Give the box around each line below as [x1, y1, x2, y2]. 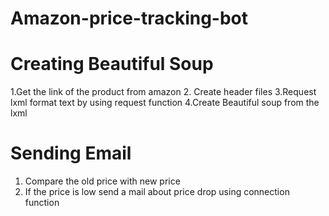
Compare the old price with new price [24, 175, 181, 187]
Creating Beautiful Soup [10, 53, 214, 76]
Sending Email [10, 142, 132, 165]
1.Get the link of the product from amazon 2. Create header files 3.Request [10, 86, 317, 98]
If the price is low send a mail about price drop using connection [24, 186, 290, 198]
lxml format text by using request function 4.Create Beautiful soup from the [10, 97, 320, 109]
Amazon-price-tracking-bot [10, 7, 249, 30]
